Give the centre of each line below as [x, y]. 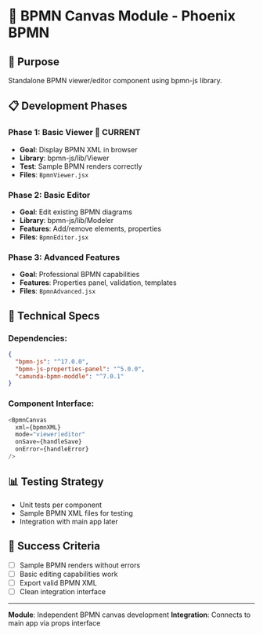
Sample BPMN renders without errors [80, 565]
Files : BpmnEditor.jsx [54, 237]
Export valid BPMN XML [58, 582]
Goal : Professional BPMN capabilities [79, 275]
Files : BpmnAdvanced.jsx [58, 291]
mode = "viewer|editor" [50, 435]
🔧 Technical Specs [54, 316]
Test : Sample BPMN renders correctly [81, 166]
